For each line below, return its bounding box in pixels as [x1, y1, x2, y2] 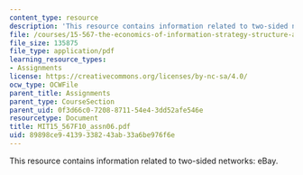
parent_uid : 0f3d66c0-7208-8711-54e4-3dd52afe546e [9, 106, 204, 115]
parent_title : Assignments [9, 88, 111, 97]
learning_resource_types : [9, 55, 106, 64]
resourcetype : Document [9, 114, 99, 123]
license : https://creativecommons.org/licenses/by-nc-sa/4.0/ [9, 72, 248, 81]
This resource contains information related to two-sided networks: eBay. [9, 155, 279, 166]
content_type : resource [9, 13, 99, 23]
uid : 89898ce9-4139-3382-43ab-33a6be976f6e [9, 131, 176, 140]
